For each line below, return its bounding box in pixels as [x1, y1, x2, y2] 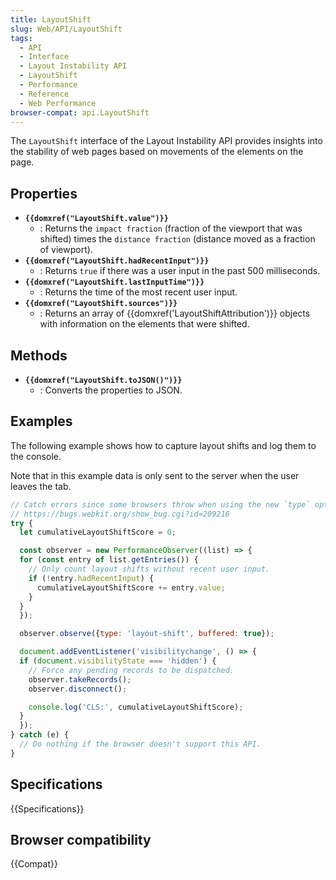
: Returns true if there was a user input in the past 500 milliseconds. [39, 265, 321, 277]
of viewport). [39, 244, 93, 256]
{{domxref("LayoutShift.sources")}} [24, 299, 178, 309]
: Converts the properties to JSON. [39, 384, 183, 396]
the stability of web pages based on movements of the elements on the [10, 146, 304, 158]
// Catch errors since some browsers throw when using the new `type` [10, 499, 311, 510]
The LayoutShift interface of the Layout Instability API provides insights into [10, 135, 323, 147]
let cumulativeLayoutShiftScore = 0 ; [19, 527, 177, 538]
